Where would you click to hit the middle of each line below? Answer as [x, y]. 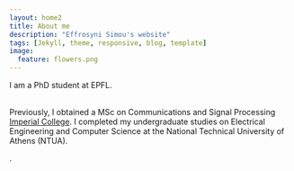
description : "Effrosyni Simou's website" [90, 34]
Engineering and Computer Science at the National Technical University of [147, 131]
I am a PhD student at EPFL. [61, 85]
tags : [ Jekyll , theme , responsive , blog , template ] [108, 43]
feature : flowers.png [58, 59]
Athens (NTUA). [39, 141]
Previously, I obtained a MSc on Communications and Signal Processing [143, 112]
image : [22, 51]
